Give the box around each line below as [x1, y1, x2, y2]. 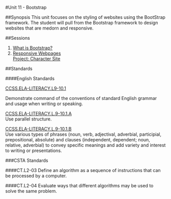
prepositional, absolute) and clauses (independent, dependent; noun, [5, 137, 150, 142]
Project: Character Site [12, 56, 61, 62]
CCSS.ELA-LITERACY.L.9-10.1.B [5, 126, 72, 132]
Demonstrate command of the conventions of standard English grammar [5, 95, 157, 101]
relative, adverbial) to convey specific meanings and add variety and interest [5, 142, 166, 148]
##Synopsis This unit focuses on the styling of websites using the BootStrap [5, 14, 165, 20]
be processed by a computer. [5, 173, 67, 179]
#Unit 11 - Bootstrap [5, 5, 47, 10]
